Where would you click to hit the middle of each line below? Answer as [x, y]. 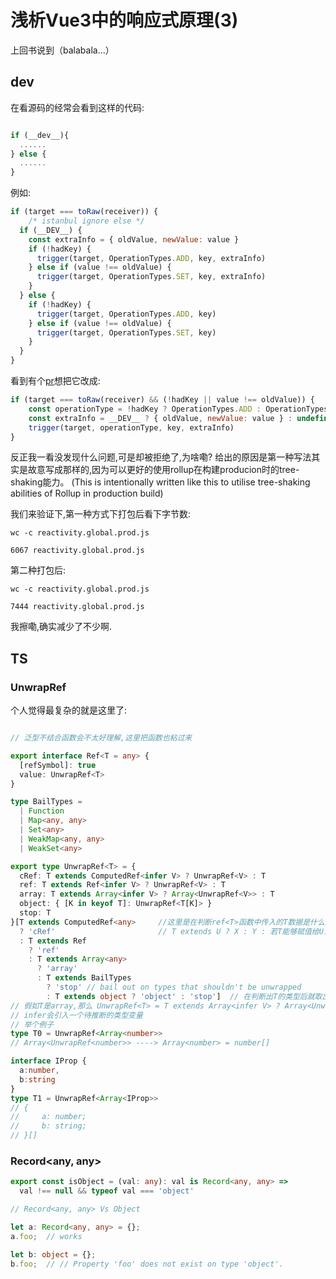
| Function [42, 811]
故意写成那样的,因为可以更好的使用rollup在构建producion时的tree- [163, 470]
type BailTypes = [46, 802]
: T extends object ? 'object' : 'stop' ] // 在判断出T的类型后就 [180, 996]
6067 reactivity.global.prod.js [77, 551]
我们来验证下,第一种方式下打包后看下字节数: [101, 514]
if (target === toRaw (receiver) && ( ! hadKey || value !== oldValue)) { [162, 400]
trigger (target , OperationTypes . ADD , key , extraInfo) [151, 258]
